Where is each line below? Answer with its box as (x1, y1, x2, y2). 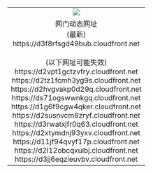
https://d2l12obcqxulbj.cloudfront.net (14, 145, 138, 155)
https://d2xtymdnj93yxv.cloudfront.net (12, 127, 141, 137)
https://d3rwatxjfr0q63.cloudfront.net (13, 119, 138, 129)
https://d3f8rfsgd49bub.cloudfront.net (13, 39, 140, 48)
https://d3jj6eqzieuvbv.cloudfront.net (15, 154, 138, 164)
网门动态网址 (54, 19, 98, 29)
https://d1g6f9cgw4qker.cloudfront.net (11, 102, 142, 111)
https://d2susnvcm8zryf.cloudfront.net (12, 110, 141, 120)
